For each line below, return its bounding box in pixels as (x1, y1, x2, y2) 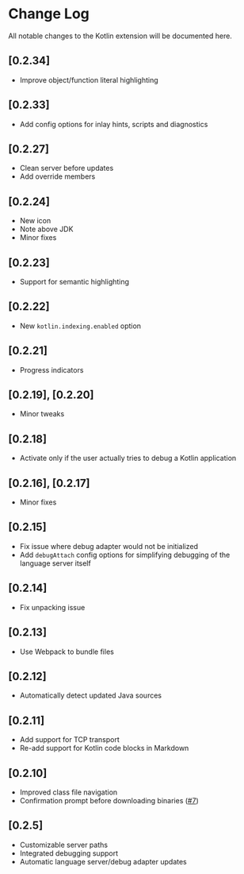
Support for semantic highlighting (19, 277, 129, 286)
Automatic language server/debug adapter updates (19, 857, 188, 866)
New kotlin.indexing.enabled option (19, 321, 141, 331)
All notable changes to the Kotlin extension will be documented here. (8, 31, 232, 41)
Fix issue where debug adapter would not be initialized (19, 541, 198, 551)
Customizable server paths (19, 840, 109, 849)
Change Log (8, 5, 90, 23)
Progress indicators (19, 365, 84, 374)
